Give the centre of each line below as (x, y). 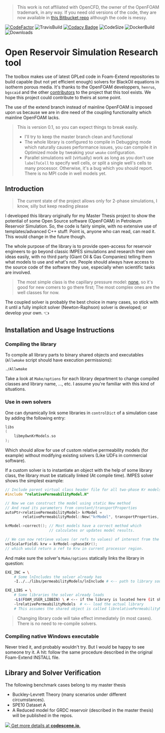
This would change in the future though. (46, 236)
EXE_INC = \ (17, 572)
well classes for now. (38, 292)
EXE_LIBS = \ (18, 590)
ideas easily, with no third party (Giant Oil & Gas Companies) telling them (79, 257)
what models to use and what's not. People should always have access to (80, 262)
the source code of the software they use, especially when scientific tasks (80, 267)
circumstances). (28, 699)
